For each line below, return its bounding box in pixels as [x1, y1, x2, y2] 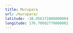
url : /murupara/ [5, 12, 38, 16]
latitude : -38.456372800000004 [5, 16, 69, 21]
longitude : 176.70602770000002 [5, 20, 69, 26]
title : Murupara [5, 7, 38, 12]
